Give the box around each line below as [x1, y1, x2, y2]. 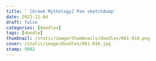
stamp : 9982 [6, 46, 35, 52]
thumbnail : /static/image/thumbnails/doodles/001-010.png [6, 35, 150, 41]
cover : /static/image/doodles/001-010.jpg [6, 41, 111, 47]
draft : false [6, 19, 38, 25]
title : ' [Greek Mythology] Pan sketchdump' [6, 8, 116, 15]
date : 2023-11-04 [6, 14, 48, 20]
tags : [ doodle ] [6, 30, 43, 36]
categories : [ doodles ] [6, 24, 61, 31]
